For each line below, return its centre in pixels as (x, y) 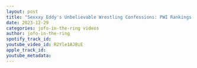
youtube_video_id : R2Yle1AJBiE (45, 45)
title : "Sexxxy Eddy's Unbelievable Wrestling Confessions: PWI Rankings (99, 17)
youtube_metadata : (29, 56)
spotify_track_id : (29, 39)
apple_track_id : (26, 50)
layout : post (22, 12)
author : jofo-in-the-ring (38, 34)
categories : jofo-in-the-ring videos (53, 28)
